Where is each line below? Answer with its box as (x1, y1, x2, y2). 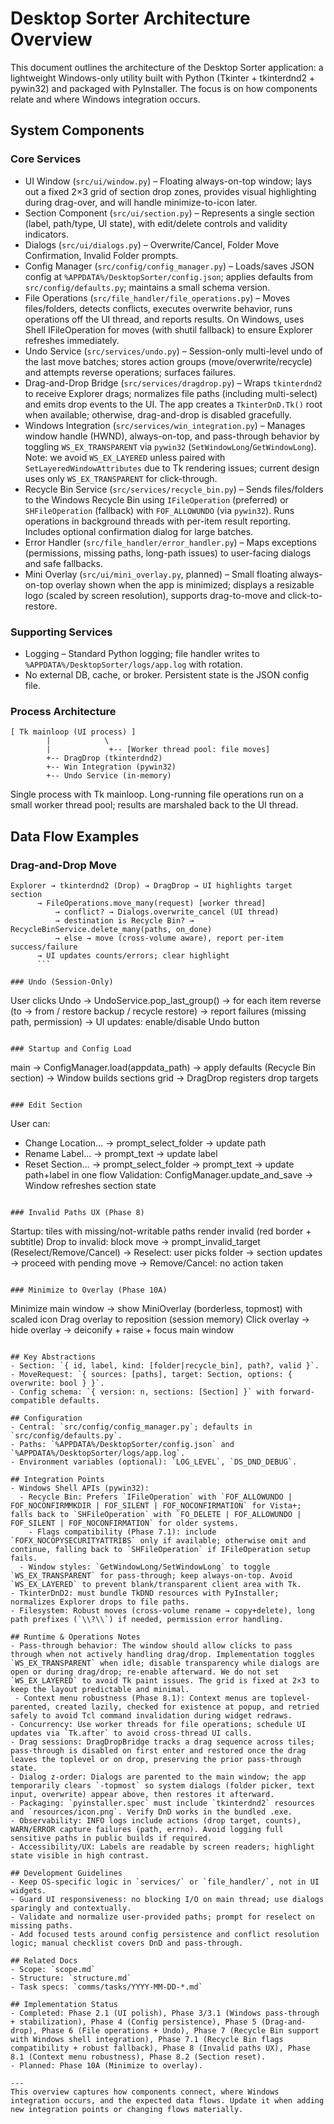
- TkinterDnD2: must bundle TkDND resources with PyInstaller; (10, 1588, 280, 1598)
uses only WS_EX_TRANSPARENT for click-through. (24, 472, 218, 484)
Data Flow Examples (10, 828, 140, 845)
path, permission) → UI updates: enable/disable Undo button (10, 1015, 260, 1027)
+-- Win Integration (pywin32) (46, 762, 177, 772)
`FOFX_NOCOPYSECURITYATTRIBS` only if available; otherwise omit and (10, 1535, 307, 1546)
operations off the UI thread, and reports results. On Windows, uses (24, 313, 305, 325)
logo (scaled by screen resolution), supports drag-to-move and (24, 589, 286, 601)
